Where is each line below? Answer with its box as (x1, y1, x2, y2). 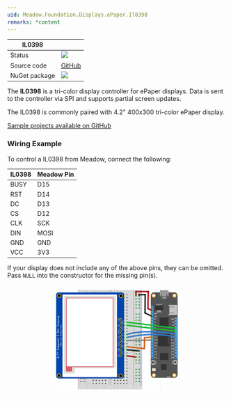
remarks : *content (7, 18, 61, 26)
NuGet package (10, 71, 56, 79)
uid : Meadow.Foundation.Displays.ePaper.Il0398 (7, 11, 148, 18)
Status (10, 51, 29, 59)
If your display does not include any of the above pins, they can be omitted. (7, 263, 224, 272)
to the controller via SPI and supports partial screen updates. (7, 95, 182, 103)
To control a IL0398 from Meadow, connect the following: (7, 155, 172, 163)
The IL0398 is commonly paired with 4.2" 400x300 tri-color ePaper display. (7, 108, 225, 116)
